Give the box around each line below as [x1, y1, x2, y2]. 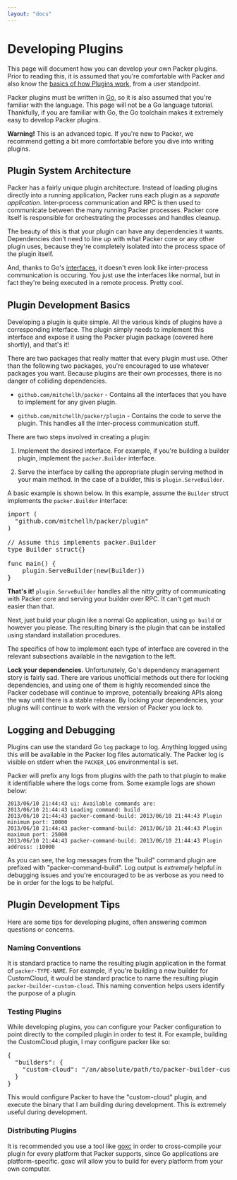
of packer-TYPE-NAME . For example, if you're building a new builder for [7, 966, 208, 975]
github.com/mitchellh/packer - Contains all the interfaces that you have [17, 391, 227, 399]
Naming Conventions [7, 942, 82, 952]
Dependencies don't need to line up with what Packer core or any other [7, 235, 215, 243]
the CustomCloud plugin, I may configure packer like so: [7, 1038, 171, 1046]
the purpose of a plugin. [7, 989, 78, 997]
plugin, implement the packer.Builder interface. [17, 454, 157, 463]
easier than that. [7, 602, 55, 611]
